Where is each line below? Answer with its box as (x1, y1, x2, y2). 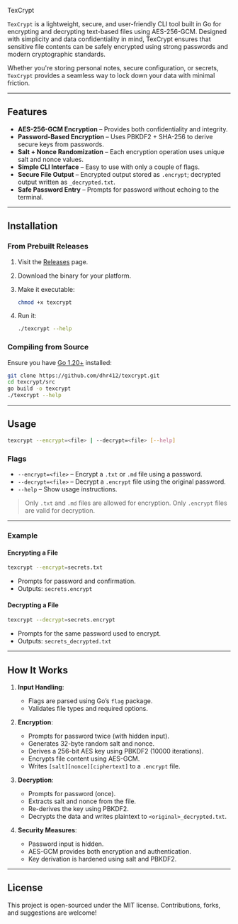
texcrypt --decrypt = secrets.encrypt (7, 616, 115, 624)
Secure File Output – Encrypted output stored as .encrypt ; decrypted (17, 170, 221, 178)
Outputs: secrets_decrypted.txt (17, 637, 112, 646)
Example (7, 531, 38, 540)
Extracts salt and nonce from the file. (28, 797, 137, 805)
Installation (7, 220, 58, 232)
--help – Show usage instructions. (17, 485, 118, 494)
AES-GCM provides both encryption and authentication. (28, 847, 191, 855)
